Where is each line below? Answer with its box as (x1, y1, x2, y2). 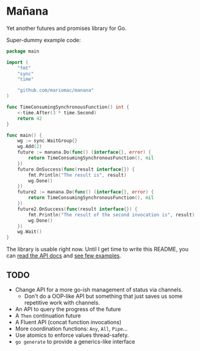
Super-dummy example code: (6, 36, 81, 43)
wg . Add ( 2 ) (17, 144, 43, 150)
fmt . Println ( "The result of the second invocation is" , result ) (28, 212, 195, 218)
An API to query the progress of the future (15, 306, 121, 312)
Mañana (6, 4, 49, 18)
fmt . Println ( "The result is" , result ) (28, 172, 127, 178)
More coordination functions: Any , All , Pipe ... (15, 325, 128, 332)
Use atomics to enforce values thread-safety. (15, 331, 129, 339)
